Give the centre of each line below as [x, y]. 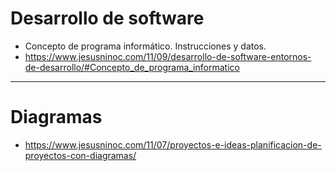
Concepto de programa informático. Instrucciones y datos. [145, 46]
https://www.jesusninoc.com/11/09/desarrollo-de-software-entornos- [168, 56]
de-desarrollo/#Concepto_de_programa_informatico [132, 67]
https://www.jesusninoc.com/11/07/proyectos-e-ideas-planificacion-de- [173, 144]
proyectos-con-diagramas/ [80, 155]
